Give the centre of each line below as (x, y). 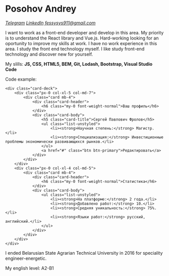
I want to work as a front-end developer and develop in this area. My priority (84, 32)
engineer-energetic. (26, 258)
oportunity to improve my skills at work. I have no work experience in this (81, 43)
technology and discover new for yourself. (49, 54)
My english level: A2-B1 (30, 268)
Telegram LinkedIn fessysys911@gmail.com (50, 23)
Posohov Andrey (41, 9)
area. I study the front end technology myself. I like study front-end (75, 49)
